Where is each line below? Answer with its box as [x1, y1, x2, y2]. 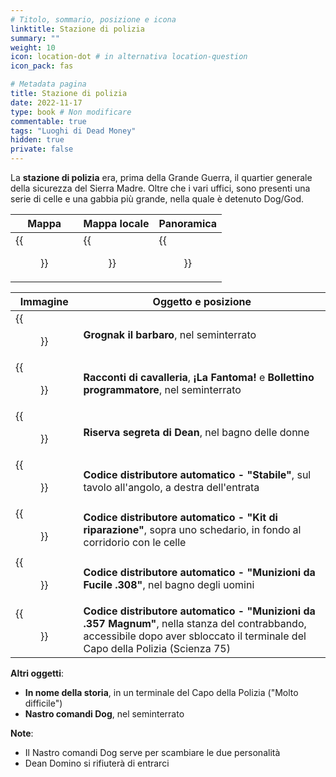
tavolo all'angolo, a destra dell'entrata [83, 481, 260, 494]
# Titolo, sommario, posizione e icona [10, 14, 177, 25]
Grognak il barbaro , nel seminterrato [83, 328, 257, 341]
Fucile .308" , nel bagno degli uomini [83, 578, 255, 591]
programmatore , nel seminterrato [83, 383, 242, 396]
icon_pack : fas [10, 61, 74, 71]
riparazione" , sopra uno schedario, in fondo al [83, 523, 302, 536]
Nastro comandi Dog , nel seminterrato [24, 708, 185, 720]
